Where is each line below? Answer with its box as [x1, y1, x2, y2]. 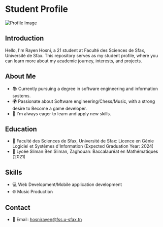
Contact [5, 203, 31, 212]
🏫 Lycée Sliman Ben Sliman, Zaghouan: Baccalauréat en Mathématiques [12, 148, 159, 154]
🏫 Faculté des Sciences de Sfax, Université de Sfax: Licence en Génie [12, 138, 154, 144]
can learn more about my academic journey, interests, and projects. [5, 58, 142, 64]
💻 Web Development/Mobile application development [12, 182, 122, 187]
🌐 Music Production [12, 189, 53, 195]
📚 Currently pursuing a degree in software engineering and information [12, 86, 158, 91]
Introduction [5, 34, 44, 43]
